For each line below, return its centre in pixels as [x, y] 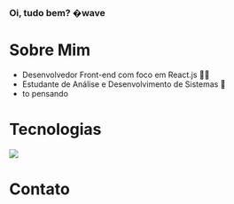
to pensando [45, 93]
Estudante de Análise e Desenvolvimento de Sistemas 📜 [124, 84]
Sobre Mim [50, 50]
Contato [40, 189]
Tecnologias [55, 129]
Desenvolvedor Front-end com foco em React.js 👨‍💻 [116, 75]
